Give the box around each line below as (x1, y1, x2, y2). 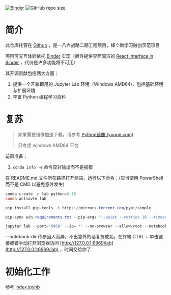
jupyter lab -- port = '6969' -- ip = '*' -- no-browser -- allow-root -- (5, 224, 149, 229)
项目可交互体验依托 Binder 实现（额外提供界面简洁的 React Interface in (5, 53, 154, 59)
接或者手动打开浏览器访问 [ (5, 240, 62, 246)
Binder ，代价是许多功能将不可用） (5, 59, 78, 65)
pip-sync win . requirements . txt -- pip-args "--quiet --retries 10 (5, 214, 147, 219)
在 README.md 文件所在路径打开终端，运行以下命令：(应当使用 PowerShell (5, 175, 163, 181)
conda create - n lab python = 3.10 (5, 191, 76, 196)
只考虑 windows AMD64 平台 (17, 142, 79, 148)
